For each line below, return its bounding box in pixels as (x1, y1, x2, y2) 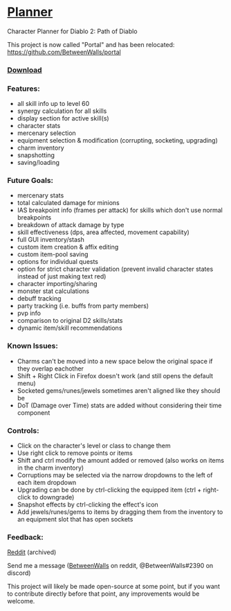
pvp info (17, 309, 41, 317)
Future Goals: (7, 176, 54, 186)
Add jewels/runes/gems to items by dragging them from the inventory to (17, 508, 223, 516)
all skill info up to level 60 (17, 100, 90, 108)
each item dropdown (17, 479, 77, 487)
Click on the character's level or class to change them (17, 441, 171, 450)
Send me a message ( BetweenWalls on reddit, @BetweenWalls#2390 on (7, 562, 214, 570)
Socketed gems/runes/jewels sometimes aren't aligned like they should (17, 386, 221, 395)
